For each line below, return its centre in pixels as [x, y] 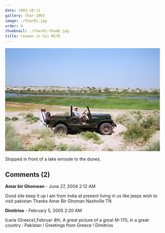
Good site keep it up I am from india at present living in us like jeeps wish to [81, 196]
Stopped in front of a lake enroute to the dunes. [53, 159]
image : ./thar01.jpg [26, 21]
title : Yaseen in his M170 [33, 36]
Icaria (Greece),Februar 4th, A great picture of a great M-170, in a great [77, 220]
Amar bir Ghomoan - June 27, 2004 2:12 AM [50, 186]
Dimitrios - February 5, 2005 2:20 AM [43, 210]
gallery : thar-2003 [25, 15]
